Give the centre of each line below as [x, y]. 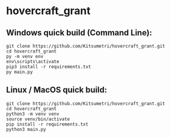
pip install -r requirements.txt [47, 124]
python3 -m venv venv [33, 114]
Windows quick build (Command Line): [79, 33]
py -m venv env [25, 57]
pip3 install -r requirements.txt [49, 67]
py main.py [20, 72]
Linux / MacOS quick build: [57, 90]
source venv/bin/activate [38, 119]
